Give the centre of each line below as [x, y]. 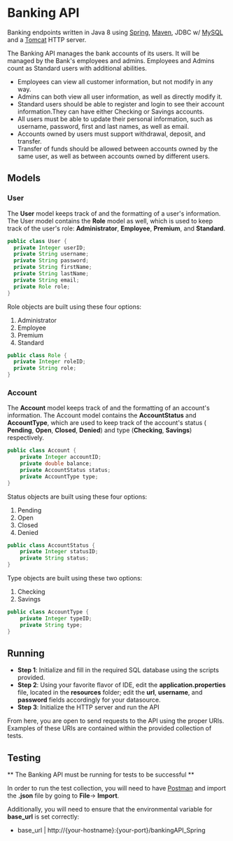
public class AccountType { [48, 612]
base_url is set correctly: [43, 816]
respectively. [26, 438]
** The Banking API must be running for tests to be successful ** [101, 774]
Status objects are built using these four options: [77, 496]
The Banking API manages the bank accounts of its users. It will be [104, 53]
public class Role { [37, 355]
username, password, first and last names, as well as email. [103, 126]
